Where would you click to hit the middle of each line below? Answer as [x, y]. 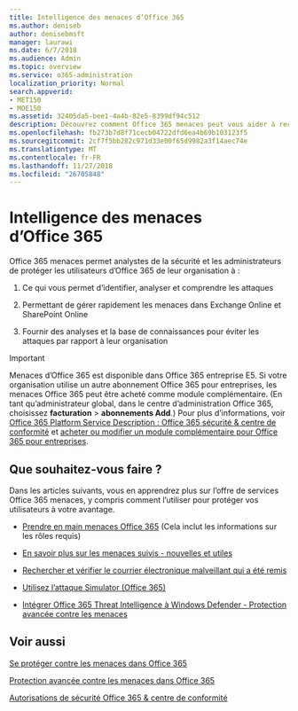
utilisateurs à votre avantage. [62, 509]
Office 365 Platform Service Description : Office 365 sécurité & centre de [143, 423]
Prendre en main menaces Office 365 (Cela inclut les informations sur [149, 527]
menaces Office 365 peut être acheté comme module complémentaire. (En [146, 395]
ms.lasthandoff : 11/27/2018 [61, 166]
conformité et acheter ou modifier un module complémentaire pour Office [144, 432]
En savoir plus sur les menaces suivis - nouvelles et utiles [127, 553]
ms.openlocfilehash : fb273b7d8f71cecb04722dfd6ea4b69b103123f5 [129, 133]
